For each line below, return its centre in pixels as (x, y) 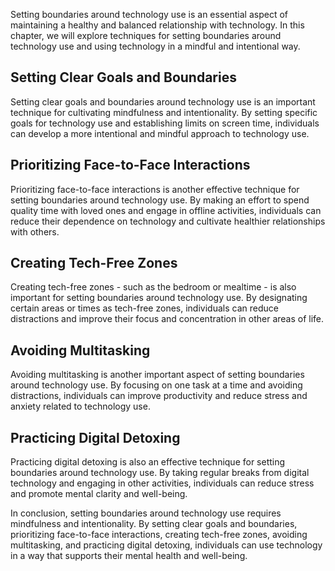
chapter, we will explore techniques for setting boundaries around (146, 35)
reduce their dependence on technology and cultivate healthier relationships (168, 221)
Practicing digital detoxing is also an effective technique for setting (148, 462)
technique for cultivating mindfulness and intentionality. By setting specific (164, 112)
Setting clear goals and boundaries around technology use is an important (163, 101)
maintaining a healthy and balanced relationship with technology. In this (157, 25)
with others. (35, 231)
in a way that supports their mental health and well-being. (129, 556)
